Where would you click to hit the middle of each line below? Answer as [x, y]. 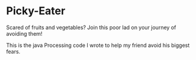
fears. [13, 51]
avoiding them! [24, 33]
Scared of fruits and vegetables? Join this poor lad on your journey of [91, 27]
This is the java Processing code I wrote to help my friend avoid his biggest [98, 45]
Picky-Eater [36, 11]
